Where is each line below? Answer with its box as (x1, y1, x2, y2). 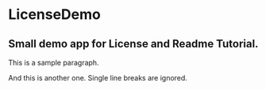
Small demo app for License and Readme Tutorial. (8, 37, 259, 51)
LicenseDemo (8, 6, 101, 24)
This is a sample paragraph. (8, 58, 99, 67)
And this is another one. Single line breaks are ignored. (8, 73, 188, 82)
